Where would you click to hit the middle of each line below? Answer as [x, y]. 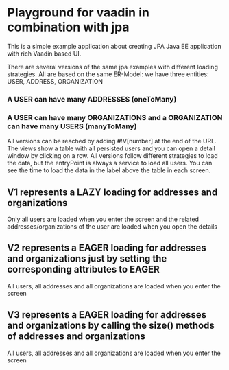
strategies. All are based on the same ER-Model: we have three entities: [108, 74]
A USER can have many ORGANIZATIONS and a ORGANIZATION [115, 117]
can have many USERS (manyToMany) [72, 126]
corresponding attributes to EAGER [83, 269]
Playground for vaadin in [78, 13]
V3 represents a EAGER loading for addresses [107, 315]
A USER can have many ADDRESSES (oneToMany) [92, 99]
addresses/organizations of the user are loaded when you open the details [112, 226]
